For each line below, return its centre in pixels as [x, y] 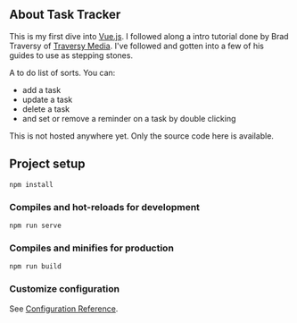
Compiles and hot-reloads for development [105, 207]
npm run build [36, 267]
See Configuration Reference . [64, 309]
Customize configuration [65, 289]
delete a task [46, 109]
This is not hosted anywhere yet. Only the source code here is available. [142, 136]
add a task [41, 89]
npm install [31, 184]
